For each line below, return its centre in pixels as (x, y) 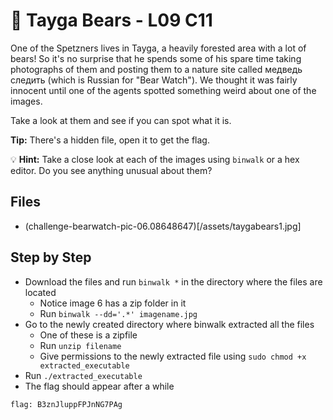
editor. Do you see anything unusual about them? (111, 170)
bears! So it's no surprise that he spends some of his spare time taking (156, 58)
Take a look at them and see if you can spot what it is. (121, 120)
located (40, 292)
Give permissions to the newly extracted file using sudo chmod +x (173, 356)
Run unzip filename (80, 345)
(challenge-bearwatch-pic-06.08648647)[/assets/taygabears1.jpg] (163, 226)
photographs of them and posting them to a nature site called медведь (156, 69)
